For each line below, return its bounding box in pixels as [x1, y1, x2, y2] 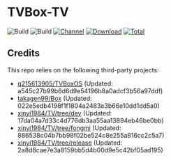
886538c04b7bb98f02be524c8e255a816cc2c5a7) [17, 131, 165, 139]
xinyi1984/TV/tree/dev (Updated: [17, 109, 112, 117]
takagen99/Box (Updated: [17, 94, 92, 102]
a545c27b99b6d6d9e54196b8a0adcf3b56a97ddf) [17, 86, 163, 95]
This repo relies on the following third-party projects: [7, 65, 159, 74]
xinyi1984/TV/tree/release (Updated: [17, 138, 123, 147]
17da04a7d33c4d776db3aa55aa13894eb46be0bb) [17, 116, 164, 125]
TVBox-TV [7, 4, 69, 20]
